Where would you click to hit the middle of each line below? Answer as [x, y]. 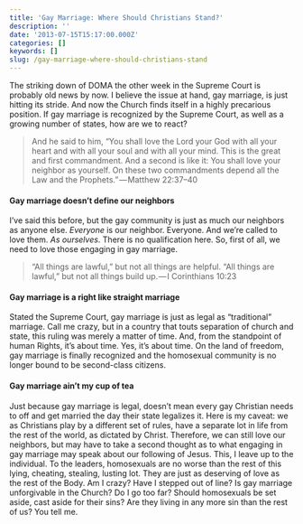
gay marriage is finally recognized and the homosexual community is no [143, 356]
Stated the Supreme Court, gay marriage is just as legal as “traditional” [141, 317]
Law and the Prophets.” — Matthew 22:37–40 [115, 180]
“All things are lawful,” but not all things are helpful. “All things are [153, 267]
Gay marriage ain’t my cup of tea [72, 386]
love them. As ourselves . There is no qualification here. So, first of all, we [145, 239]
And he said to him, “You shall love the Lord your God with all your [154, 141]
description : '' [40, 26]
